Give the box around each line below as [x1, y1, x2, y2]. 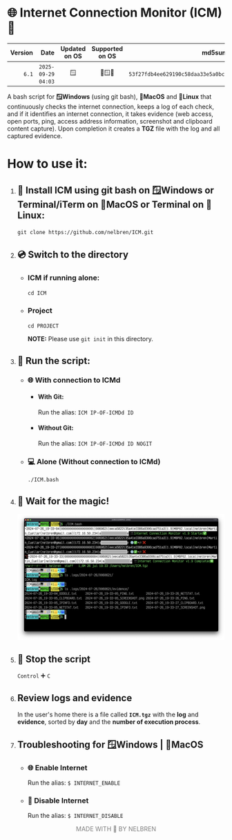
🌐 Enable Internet [27, 763, 88, 772]
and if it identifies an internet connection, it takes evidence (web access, [7, 110, 214, 118]
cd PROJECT [27, 323, 59, 330]
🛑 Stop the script [17, 653, 91, 665]
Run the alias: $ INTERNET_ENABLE [27, 779, 121, 787]
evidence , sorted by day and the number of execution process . [17, 718, 201, 726]
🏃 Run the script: [17, 354, 91, 367]
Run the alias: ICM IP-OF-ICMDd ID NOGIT [37, 439, 153, 447]
